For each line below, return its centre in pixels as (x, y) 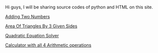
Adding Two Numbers (28, 16)
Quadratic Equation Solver (32, 36)
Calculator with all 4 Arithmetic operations (48, 45)
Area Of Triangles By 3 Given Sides (41, 26)
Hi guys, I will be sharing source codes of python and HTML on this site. (79, 7)
